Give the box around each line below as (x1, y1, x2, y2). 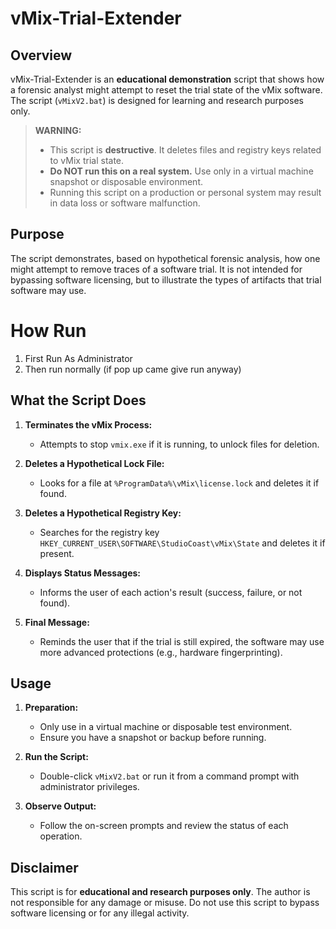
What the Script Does (10, 392, 147, 409)
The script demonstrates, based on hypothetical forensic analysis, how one (10, 252, 321, 264)
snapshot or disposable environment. (49, 176, 204, 187)
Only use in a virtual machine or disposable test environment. (39, 721, 293, 733)
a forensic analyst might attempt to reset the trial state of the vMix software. (10, 84, 323, 96)
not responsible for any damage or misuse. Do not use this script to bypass (10, 897, 320, 909)
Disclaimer (10, 859, 79, 876)
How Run (10, 320, 87, 342)
